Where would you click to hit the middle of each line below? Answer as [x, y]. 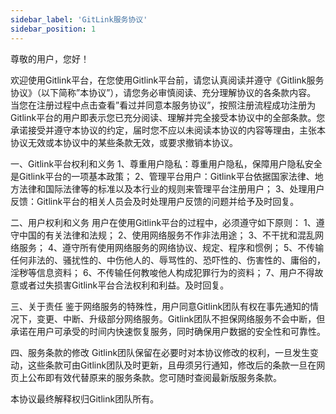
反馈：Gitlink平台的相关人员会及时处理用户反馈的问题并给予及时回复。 [155, 201]
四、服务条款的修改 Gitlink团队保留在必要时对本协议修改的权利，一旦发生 [160, 352]
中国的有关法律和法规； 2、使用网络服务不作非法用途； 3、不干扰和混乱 [167, 235]
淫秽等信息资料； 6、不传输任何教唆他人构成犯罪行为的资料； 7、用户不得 [162, 272]
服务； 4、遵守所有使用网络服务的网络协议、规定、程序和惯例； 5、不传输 [171, 247]
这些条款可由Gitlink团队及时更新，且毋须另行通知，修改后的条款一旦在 [172, 365]
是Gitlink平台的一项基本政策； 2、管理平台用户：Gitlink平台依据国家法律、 [162, 176]
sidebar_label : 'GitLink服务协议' [79, 19]
